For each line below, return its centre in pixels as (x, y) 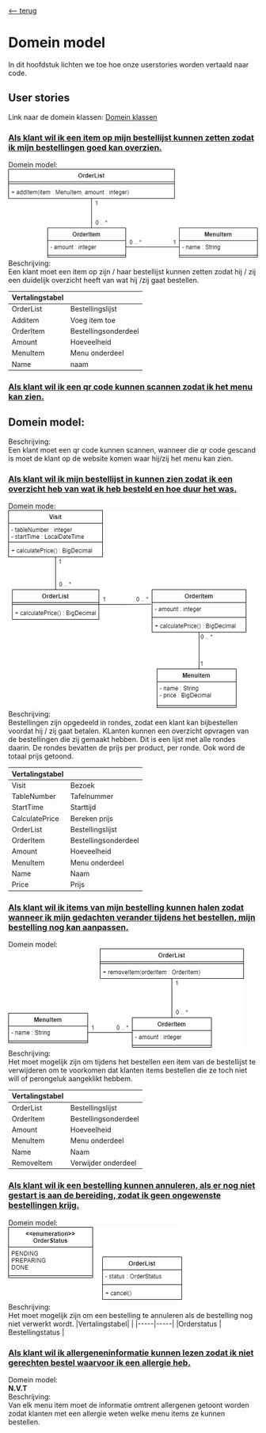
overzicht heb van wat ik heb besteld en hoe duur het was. (123, 488)
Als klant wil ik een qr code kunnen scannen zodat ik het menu (131, 387)
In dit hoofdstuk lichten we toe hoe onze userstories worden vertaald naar (129, 64)
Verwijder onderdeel (103, 1163)
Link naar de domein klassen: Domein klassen (83, 117)
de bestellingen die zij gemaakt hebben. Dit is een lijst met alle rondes (122, 739)
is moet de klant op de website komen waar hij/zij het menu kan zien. (121, 458)
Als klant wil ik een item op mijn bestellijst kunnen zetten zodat (131, 137)
